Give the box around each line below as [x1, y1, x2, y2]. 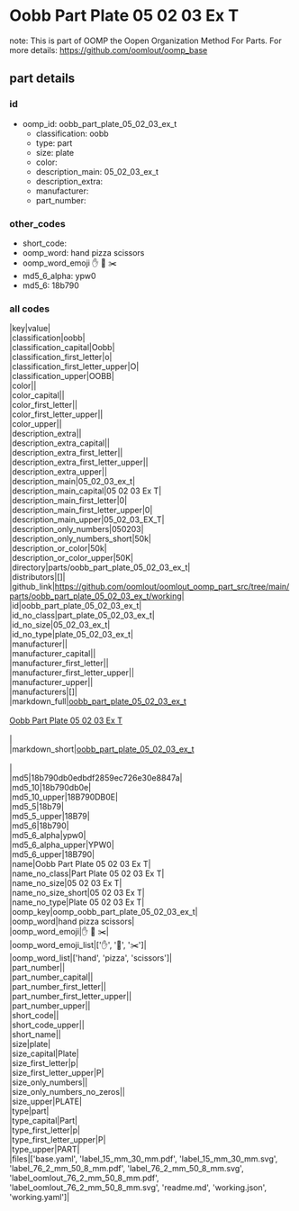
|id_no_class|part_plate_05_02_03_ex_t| [9, 610, 155, 621]
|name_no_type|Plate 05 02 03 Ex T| [9, 897, 145, 908]
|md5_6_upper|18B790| [9, 849, 95, 860]
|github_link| [9, 582, 56, 592]
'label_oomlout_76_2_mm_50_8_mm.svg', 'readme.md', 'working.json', [9, 1182, 267, 1193]
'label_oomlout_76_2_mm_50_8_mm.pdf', [9, 1172, 159, 1184]
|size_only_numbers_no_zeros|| [9, 1087, 126, 1098]
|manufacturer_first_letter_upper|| [9, 667, 135, 678]
